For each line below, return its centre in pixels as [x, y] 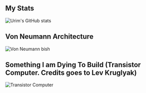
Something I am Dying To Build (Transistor [73, 65]
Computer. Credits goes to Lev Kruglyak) [71, 73]
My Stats [20, 8]
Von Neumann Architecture [49, 37]
